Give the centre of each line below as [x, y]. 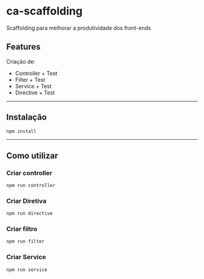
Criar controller [29, 172]
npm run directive [29, 214]
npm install [21, 131]
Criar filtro [22, 229]
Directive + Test [35, 93]
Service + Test [33, 86]
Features [23, 47]
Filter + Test [30, 79]
